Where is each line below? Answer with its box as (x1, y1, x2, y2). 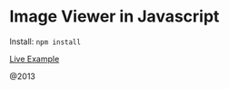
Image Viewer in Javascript (9, 6, 220, 27)
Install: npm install (9, 36, 82, 47)
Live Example (9, 53, 60, 64)
